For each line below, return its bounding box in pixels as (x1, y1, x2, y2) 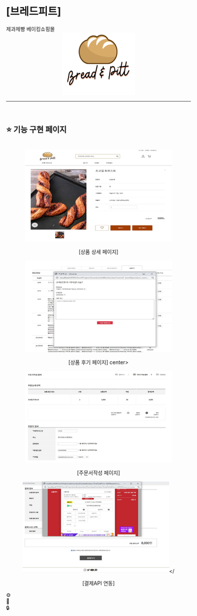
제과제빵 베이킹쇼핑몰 (6, 25, 55, 32)
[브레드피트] (6, 5, 62, 18)
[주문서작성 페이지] (77, 469, 120, 476)
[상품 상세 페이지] (78, 248, 119, 255)
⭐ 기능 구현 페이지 (6, 124, 67, 134)
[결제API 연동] (81, 580, 116, 587)
